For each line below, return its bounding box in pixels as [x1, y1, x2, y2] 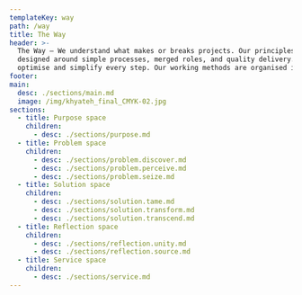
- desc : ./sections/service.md [32, 273, 151, 282]
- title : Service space [17, 255, 106, 265]
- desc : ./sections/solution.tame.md [32, 197, 175, 207]
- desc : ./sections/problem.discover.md [32, 155, 187, 165]
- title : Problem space [17, 139, 106, 147]
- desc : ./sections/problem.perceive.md [32, 164, 187, 173]
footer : [9, 72, 39, 81]
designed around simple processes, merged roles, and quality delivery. [17, 55, 296, 64]
